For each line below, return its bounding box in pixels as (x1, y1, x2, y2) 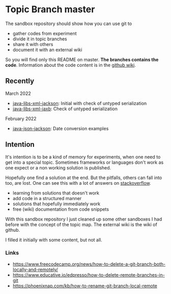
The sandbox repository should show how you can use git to (5, 20, 132, 27)
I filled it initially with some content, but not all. (5, 236, 103, 243)
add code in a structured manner (12, 195, 82, 201)
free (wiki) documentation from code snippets (12, 206, 109, 212)
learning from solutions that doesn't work (12, 190, 100, 196)
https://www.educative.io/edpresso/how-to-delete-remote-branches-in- (12, 272, 165, 278)
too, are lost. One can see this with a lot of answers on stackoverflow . (5, 180, 151, 186)
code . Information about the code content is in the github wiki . (5, 62, 136, 68)
